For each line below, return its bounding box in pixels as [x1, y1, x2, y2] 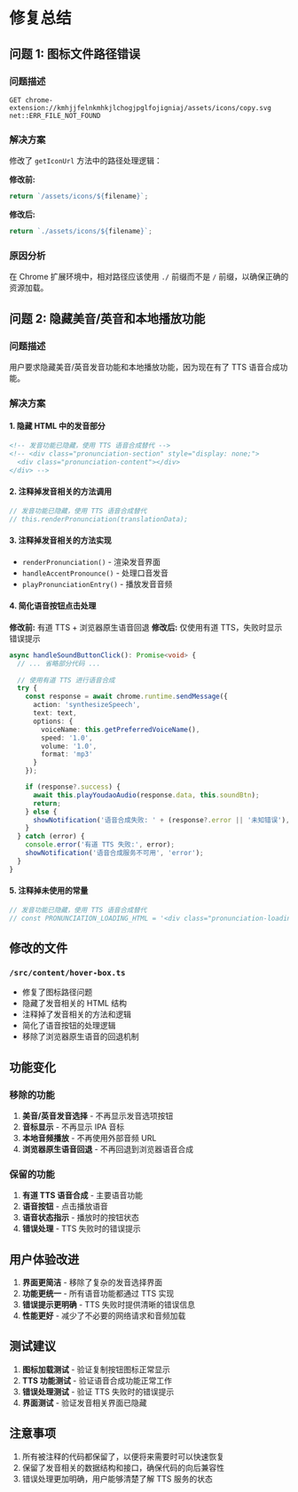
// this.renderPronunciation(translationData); [9, 514, 189, 524]
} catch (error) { [17, 832, 86, 841]
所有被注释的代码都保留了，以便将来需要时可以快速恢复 [21, 1451, 224, 1462]
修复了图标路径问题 [21, 987, 93, 997]
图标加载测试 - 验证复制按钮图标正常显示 [21, 1364, 171, 1375]
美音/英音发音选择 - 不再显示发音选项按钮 [21, 1110, 174, 1121]
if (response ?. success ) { [25, 782, 122, 791]
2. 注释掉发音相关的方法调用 [9, 486, 113, 497]
